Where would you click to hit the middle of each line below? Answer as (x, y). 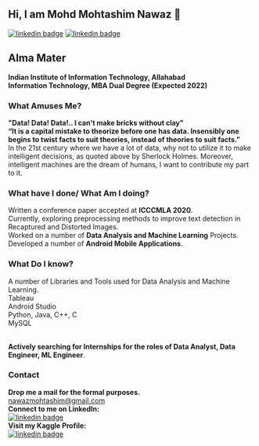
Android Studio (32, 306)
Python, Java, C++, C (43, 314)
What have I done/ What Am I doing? (79, 193)
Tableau (21, 298)
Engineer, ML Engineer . (47, 355)
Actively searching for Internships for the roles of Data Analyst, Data (122, 346)
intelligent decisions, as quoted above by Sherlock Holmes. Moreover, (121, 156)
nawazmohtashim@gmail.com (57, 400)
